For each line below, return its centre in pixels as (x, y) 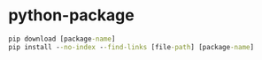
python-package (71, 15)
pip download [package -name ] (62, 39)
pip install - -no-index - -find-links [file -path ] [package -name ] (131, 47)
